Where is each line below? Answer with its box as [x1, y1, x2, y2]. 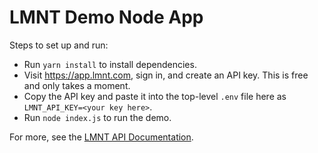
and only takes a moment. [23, 79, 131, 91]
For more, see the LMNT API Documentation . [9, 131, 194, 143]
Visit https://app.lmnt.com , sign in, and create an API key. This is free [23, 69, 309, 81]
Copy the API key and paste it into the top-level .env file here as [23, 90, 287, 102]
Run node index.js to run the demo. [23, 111, 172, 123]
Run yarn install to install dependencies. [23, 58, 197, 70]
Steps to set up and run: [9, 39, 109, 51]
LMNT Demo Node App [9, 6, 204, 29]
